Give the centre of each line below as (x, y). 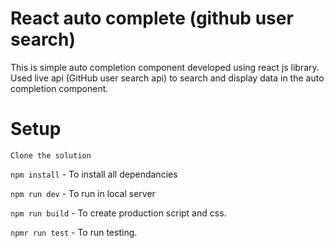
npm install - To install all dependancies (94, 174)
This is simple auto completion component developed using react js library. (165, 67)
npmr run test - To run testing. (74, 232)
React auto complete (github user (152, 18)
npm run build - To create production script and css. (118, 213)
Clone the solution (51, 155)
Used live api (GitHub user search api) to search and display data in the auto (167, 78)
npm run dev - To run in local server (83, 193)
